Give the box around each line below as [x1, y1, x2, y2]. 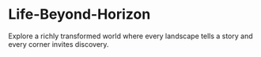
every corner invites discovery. [8, 39, 109, 48]
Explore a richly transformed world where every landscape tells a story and [8, 31, 253, 41]
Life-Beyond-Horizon [8, 5, 151, 23]
